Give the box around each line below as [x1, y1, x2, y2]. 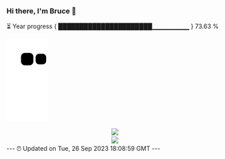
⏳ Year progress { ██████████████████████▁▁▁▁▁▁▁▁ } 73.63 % [6, 22, 219, 30]
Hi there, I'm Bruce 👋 [6, 6, 76, 16]
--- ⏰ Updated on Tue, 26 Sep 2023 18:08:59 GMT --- [6, 145, 161, 153]
